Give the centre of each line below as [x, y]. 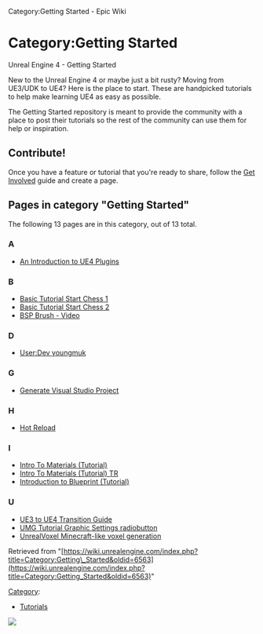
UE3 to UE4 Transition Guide [66, 519]
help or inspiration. [38, 128]
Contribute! [37, 153]
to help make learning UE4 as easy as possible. [85, 97]
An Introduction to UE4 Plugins [69, 261]
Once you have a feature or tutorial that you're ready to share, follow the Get [131, 172]
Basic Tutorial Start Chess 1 [64, 299]
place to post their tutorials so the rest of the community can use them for [128, 120]
